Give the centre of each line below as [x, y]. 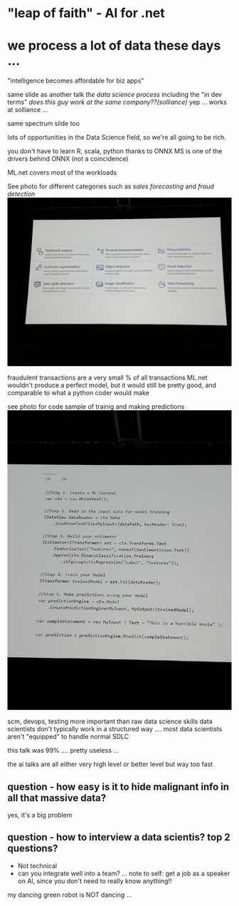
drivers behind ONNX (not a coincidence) [68, 159]
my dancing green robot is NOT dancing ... [70, 895]
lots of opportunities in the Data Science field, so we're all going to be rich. [117, 138]
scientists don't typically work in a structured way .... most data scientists [115, 729]
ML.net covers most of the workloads [62, 173]
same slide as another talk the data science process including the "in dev [115, 95]
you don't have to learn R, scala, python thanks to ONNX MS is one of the [115, 151]
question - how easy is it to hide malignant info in [118, 787]
